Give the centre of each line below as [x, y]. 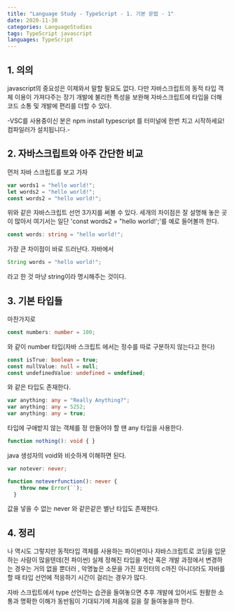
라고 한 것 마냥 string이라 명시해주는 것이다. [67, 277]
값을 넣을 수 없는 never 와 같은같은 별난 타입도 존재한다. [83, 509]
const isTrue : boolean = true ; [53, 360]
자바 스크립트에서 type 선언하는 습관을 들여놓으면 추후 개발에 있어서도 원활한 [112, 592]
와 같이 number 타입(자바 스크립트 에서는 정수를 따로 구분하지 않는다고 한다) [111, 346]
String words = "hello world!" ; [54, 262]
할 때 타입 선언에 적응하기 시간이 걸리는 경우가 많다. [77, 578]
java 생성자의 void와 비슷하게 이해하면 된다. [67, 455]
